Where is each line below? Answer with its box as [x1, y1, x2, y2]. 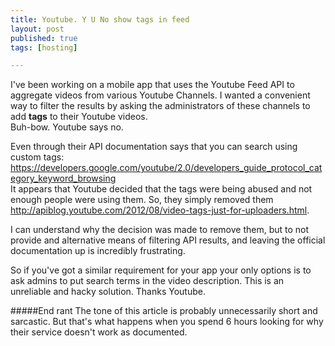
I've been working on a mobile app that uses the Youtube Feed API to [10, 79, 295, 91]
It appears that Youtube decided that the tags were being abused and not [10, 183, 313, 195]
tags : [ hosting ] [10, 42, 78, 53]
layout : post [10, 24, 65, 34]
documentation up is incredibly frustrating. [10, 245, 186, 257]
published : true [10, 33, 78, 43]
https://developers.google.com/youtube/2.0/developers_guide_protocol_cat [10, 162, 323, 174]
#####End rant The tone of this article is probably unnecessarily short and [10, 305, 318, 317]
